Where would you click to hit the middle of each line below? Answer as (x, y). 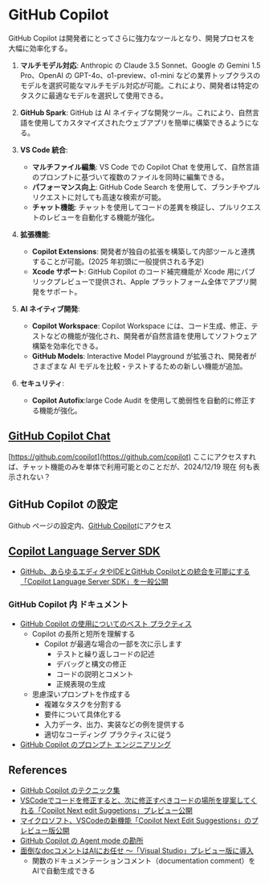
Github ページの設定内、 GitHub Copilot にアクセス (90, 526)
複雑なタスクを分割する (83, 704)
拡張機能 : (35, 234)
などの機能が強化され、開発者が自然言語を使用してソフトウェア (152, 336)
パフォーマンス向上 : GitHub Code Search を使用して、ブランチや (139, 187)
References (38, 770)
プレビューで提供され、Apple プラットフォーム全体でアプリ (152, 281)
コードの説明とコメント (95, 674)
